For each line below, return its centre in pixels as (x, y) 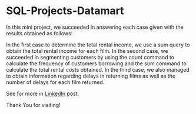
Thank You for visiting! (33, 105)
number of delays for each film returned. (55, 82)
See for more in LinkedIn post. (43, 93)
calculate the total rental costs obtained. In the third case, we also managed (98, 69)
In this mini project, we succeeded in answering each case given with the (95, 27)
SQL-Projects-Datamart (65, 11)
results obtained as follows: (39, 33)
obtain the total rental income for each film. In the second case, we (87, 51)
